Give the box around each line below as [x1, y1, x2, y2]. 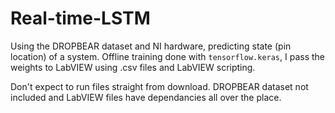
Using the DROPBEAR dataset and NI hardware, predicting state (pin [10, 40, 292, 52]
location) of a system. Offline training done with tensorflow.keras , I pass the [10, 50, 326, 62]
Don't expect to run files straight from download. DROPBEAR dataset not [10, 80, 309, 92]
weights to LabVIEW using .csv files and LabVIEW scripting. [10, 61, 256, 73]
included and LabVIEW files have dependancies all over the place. [10, 91, 282, 103]
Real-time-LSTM [10, 7, 151, 30]
